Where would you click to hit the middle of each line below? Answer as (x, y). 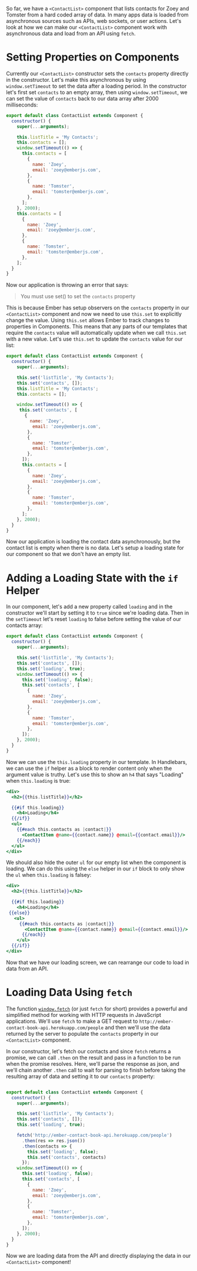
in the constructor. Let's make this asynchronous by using (76, 79)
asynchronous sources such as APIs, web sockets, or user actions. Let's (94, 21)
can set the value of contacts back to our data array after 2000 (82, 98)
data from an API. (27, 968)
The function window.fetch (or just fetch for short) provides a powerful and (97, 1009)
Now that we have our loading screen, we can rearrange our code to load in (98, 962)
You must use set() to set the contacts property (78, 296)
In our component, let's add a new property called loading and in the (89, 607)
